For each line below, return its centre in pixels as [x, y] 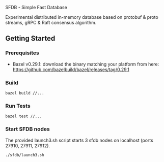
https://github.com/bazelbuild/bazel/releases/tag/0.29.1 [71, 69]
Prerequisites [22, 53]
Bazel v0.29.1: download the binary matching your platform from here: [86, 64]
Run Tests [18, 106]
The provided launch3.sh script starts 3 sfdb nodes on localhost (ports [79, 140]
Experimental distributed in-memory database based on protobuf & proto [82, 17]
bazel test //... [24, 116]
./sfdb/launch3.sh [25, 155]
